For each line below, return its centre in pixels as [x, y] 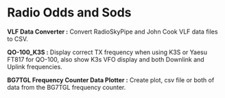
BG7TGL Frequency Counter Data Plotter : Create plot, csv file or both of [111, 79]
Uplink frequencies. [35, 66]
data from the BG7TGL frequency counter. [67, 87]
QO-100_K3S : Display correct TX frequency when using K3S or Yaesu [107, 52]
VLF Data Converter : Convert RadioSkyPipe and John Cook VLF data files [113, 32]
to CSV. [18, 38]
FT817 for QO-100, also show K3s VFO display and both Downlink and [106, 59]
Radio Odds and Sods [69, 13]
